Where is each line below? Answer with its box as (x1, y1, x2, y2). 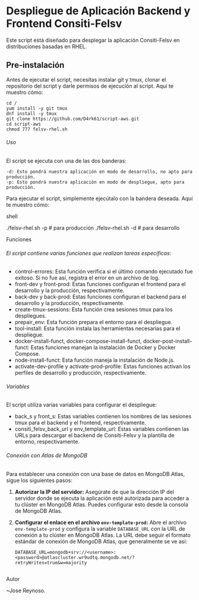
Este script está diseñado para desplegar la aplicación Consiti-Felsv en (6, 36, 180, 43)
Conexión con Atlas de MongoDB (6, 452, 88, 459)
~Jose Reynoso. (6, 587, 46, 594)
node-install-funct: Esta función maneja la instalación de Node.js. (14, 356, 175, 364)
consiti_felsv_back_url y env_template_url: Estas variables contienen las (14, 425, 189, 433)
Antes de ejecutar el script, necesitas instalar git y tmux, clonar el (6, 76, 166, 83)
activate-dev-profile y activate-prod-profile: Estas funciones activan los (14, 363, 191, 370)
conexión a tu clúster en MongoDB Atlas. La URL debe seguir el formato (14, 531, 191, 539)
